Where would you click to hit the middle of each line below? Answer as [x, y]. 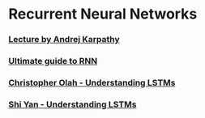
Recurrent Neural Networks [103, 14]
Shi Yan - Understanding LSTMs [73, 104]
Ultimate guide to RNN [53, 61]
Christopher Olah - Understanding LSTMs [92, 82]
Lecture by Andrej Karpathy [64, 40]
